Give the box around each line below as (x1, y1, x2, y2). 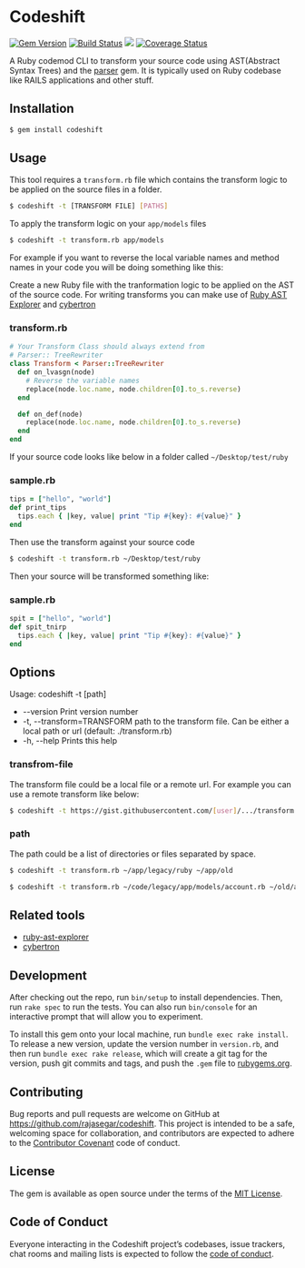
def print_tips (9, 503, 67, 512)
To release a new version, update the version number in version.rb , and (9, 1039, 280, 1050)
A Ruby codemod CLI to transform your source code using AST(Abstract (9, 55, 280, 66)
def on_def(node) (17, 410, 84, 419)
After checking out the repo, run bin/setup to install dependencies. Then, (9, 992, 283, 1003)
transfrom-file (9, 758, 74, 771)
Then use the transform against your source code (9, 536, 195, 547)
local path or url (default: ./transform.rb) (22, 725, 172, 736)
